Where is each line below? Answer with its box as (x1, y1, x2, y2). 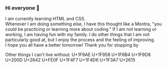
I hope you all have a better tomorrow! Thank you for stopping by (5, 42, 139, 48)
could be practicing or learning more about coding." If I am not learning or (5, 26, 157, 32)
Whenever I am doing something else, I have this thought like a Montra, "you (5, 21, 162, 27)
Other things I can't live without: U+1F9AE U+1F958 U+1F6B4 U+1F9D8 (5, 52, 151, 58)
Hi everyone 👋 (5, 4, 40, 11)
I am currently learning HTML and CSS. (5, 16, 86, 22)
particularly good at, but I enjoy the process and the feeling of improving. (5, 37, 156, 43)
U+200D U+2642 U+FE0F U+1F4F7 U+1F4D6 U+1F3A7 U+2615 (5, 57, 136, 63)
